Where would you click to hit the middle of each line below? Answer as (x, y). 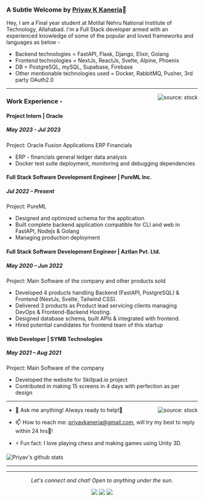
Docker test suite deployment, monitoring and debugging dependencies (105, 163)
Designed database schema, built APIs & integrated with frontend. (97, 318)
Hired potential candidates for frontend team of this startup (89, 325)
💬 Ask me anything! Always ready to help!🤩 (69, 410)
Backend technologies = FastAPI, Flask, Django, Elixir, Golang (92, 54)
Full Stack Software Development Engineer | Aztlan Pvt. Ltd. (83, 251)
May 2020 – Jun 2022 (35, 265)
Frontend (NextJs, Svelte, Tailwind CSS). (66, 299)
